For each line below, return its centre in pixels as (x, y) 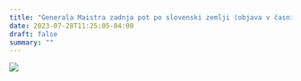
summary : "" (31, 42)
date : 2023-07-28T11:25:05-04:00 (72, 26)
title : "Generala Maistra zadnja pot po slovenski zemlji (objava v (140, 17)
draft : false (34, 34)
